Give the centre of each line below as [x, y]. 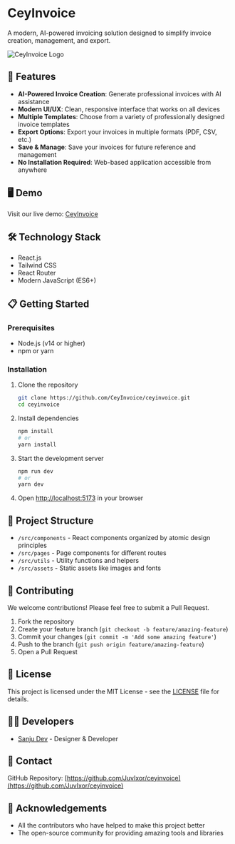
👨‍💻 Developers [41, 722]
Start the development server [61, 458]
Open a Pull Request [48, 651]
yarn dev [31, 484]
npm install [35, 432]
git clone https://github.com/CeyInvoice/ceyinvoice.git [104, 398]
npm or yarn [36, 351]
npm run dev [35, 471]
